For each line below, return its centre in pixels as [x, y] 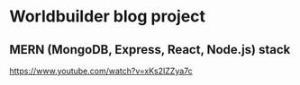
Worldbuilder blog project [107, 17]
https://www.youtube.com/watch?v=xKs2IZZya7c [101, 71]
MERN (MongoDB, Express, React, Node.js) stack [150, 50]
